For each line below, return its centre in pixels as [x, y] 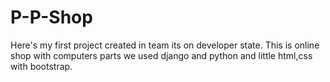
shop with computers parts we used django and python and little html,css [161, 55]
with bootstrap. [41, 66]
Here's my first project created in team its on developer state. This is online [165, 45]
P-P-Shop [51, 17]
